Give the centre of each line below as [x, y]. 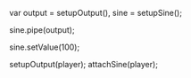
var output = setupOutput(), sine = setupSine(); [96, 13]
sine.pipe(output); [42, 30]
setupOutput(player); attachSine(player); [84, 64]
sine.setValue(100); [45, 47]
